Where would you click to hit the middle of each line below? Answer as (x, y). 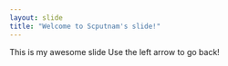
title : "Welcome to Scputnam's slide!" (85, 26)
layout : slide (36, 18)
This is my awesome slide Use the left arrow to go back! (115, 52)
